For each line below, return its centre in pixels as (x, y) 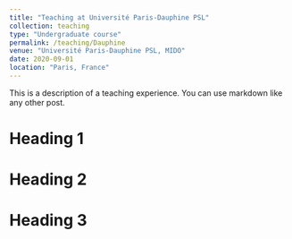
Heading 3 (48, 221)
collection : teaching (50, 26)
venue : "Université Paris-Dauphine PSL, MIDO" (97, 51)
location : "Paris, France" (59, 68)
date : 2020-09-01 (42, 59)
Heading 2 (48, 179)
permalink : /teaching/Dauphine (67, 43)
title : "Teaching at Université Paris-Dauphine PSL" (109, 17)
